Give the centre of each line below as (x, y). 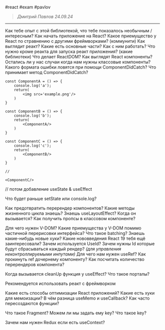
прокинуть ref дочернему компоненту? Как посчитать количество (75, 259)
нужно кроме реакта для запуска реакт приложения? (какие (69, 51)
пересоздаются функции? (32, 303)
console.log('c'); (33, 146)
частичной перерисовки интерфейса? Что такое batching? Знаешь (75, 233)
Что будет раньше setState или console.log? (51, 199)
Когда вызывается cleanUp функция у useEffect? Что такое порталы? (77, 274)
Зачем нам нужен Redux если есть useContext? (55, 322)
